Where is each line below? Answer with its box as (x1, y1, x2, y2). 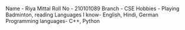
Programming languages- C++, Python (5, 18, 100, 24)
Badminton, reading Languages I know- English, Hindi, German (5, 11, 159, 18)
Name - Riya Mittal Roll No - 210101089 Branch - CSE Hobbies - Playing (5, 5, 180, 12)
